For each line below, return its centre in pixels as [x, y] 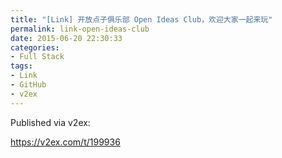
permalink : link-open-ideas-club [80, 29]
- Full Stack [37, 57]
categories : [35, 47]
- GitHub [28, 85]
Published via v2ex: [50, 122]
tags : [21, 66]
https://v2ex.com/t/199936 [65, 142]
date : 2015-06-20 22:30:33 [66, 38]
